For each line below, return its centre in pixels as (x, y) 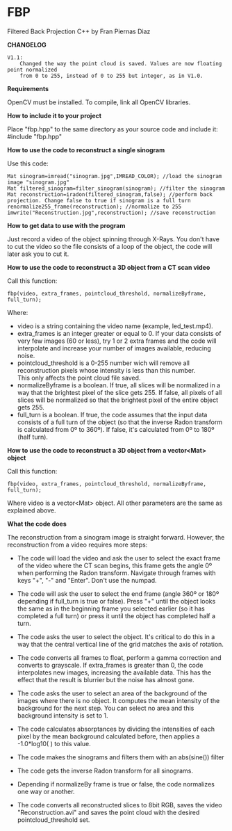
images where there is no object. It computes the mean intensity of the (118, 700)
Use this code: (28, 163)
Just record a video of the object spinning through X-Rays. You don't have (114, 239)
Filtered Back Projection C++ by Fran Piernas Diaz (79, 31)
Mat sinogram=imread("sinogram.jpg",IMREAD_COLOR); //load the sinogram (115, 176)
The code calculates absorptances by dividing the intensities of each (116, 729)
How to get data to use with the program (66, 225)
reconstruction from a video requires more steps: (77, 544)
